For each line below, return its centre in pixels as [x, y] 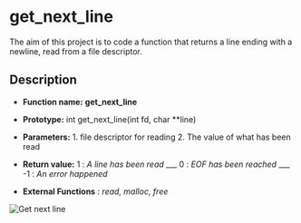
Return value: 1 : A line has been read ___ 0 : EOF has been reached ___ [156, 164]
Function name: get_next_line [80, 102]
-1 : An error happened [65, 173]
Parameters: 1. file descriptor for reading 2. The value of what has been [157, 137]
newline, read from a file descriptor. [76, 51]
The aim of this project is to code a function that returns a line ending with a [151, 42]
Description [43, 80]
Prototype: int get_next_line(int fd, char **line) [109, 119]
